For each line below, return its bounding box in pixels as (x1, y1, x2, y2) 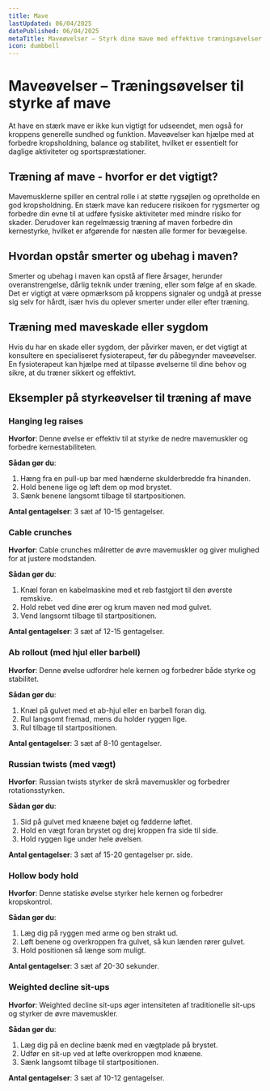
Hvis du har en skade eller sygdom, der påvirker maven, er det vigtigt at (8, 342, 247, 352)
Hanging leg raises (8, 415, 83, 426)
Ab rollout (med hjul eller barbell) (8, 647, 141, 658)
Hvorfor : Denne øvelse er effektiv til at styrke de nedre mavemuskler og (8, 434, 248, 444)
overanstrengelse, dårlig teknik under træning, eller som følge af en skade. (8, 279, 257, 289)
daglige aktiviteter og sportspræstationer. (8, 147, 147, 156)
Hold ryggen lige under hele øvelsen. (19, 834, 144, 844)
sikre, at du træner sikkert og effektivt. (8, 368, 137, 377)
